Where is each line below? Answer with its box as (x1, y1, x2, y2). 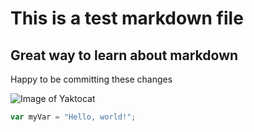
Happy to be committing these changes (10, 73, 173, 85)
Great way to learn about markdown (10, 47, 239, 64)
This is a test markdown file (10, 7, 244, 30)
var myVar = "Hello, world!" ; (10, 112, 137, 122)
